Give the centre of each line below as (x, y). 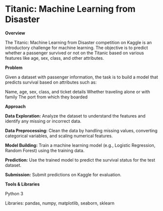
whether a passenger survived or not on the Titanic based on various (74, 53)
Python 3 (14, 193)
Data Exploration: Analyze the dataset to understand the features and (75, 116)
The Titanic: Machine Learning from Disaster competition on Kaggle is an (79, 42)
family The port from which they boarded (46, 97)
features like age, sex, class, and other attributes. (54, 58)
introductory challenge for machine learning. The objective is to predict (77, 47)
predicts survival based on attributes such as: (51, 82)
